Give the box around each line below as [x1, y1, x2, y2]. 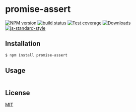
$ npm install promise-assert [5, 53, 68, 57]
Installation [5, 40, 41, 48]
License [5, 88, 30, 97]
